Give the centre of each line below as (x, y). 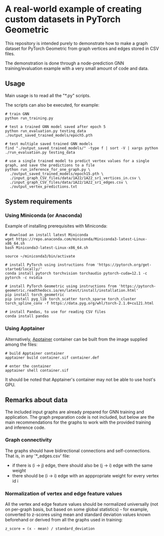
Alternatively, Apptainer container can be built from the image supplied (76, 339)
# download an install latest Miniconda (47, 235)
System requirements (39, 202)
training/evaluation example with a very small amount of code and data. (77, 68)
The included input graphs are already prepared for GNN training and (74, 412)
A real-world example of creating (73, 9)
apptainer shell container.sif (37, 370)
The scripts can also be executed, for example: (52, 105)
